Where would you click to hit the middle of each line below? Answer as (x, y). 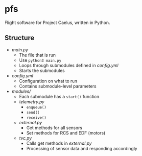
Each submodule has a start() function (59, 96)
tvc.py (25, 138)
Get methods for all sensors (54, 128)
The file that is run (37, 55)
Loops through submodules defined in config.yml (69, 65)
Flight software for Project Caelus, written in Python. (58, 22)
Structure (20, 38)
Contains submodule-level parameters (58, 86)
